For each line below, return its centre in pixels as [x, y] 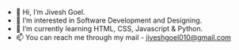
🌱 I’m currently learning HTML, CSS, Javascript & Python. [109, 29]
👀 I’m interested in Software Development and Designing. [109, 20]
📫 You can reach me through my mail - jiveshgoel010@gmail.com [123, 37]
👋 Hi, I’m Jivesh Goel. [50, 12]
